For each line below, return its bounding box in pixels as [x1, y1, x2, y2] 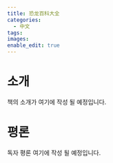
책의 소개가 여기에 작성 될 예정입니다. [7, 98, 107, 106]
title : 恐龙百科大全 [7, 10, 60, 17]
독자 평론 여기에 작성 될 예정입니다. [7, 149, 101, 157]
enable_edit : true [7, 42, 60, 49]
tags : [7, 29, 23, 36]
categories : [7, 17, 41, 23]
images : [7, 36, 30, 43]
